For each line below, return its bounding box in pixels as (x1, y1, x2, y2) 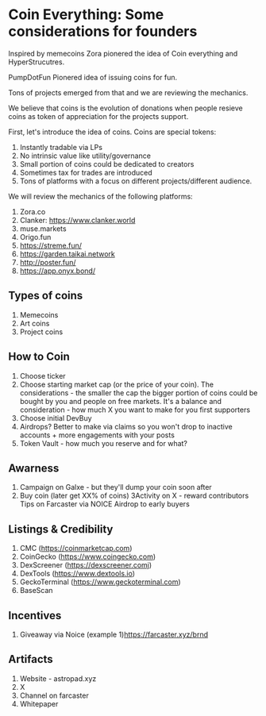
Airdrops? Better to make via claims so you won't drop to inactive (19, 422, 233, 431)
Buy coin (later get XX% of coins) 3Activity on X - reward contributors (19, 491, 249, 501)
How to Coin (8, 350, 70, 364)
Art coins (19, 318, 50, 328)
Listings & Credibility (8, 522, 114, 536)
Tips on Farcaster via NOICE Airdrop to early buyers (19, 499, 191, 509)
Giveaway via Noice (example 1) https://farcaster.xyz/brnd (19, 629, 209, 639)
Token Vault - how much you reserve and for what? (19, 438, 188, 448)
